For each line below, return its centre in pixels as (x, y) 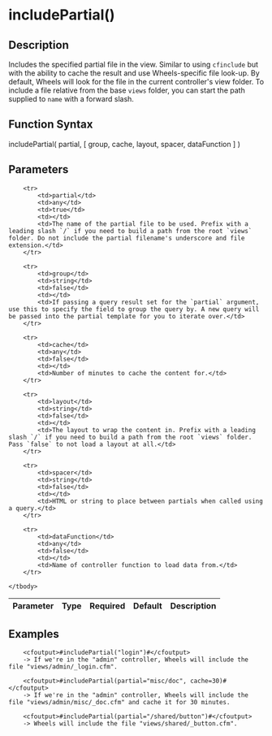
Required (107, 605)
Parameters (39, 169)
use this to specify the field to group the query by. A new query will (134, 309)
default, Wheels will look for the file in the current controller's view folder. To (136, 82)
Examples (34, 634)
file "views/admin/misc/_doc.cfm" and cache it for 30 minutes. (119, 703)
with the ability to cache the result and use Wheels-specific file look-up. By (134, 73)
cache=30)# (208, 681)
